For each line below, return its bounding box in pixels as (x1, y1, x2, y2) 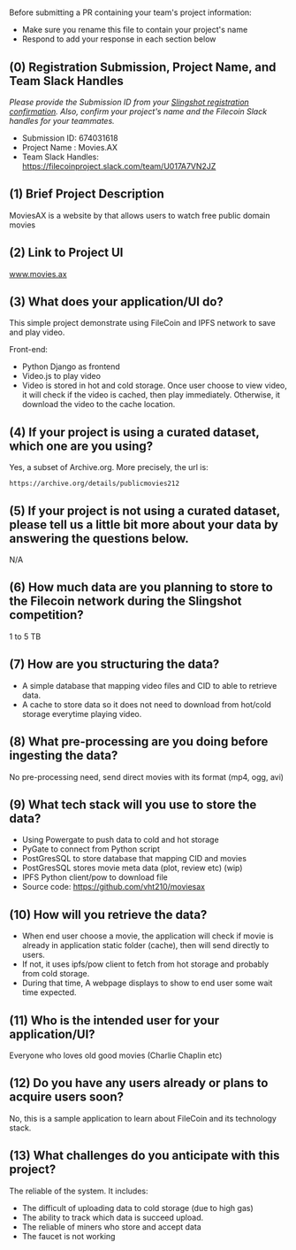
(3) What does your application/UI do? (9, 295, 224, 310)
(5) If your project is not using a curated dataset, (9, 503, 281, 518)
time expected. (21, 987, 77, 998)
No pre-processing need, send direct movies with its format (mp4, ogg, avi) (9, 771, 285, 782)
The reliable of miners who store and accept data (21, 1221, 201, 1232)
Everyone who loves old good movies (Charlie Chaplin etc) (9, 1050, 223, 1061)
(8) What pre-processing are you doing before (9, 734, 269, 750)
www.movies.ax (9, 268, 68, 279)
